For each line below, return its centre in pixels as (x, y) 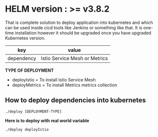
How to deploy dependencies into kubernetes (76, 100)
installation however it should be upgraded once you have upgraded (83, 33)
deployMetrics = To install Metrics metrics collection (65, 85)
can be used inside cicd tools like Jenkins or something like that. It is (74, 27)
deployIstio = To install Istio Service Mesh (54, 79)
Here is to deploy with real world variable (47, 120)
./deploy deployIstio (27, 129)
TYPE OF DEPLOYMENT (30, 70)
